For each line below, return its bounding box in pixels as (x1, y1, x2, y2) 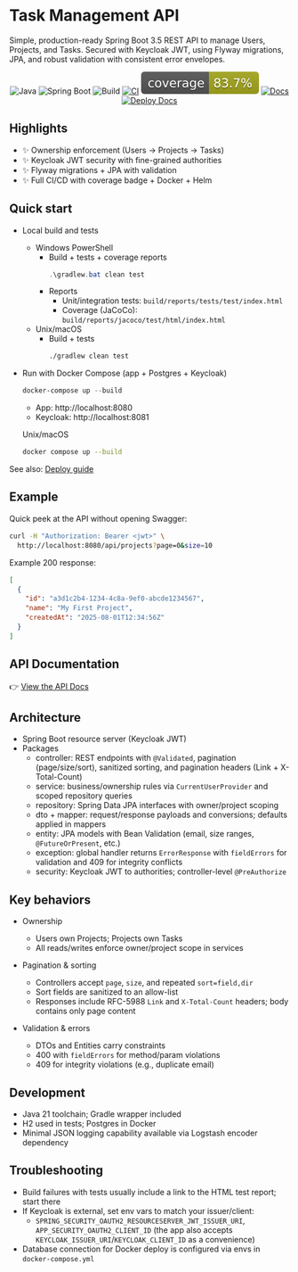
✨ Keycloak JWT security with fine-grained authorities (21, 154, 222, 165)
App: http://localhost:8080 (35, 402, 133, 413)
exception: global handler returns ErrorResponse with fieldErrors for (35, 847, 287, 858)
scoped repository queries (35, 790, 133, 801)
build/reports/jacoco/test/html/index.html (61, 316, 226, 326)
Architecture (9, 710, 82, 725)
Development (9, 1085, 86, 1100)
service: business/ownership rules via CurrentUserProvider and (35, 781, 269, 792)
